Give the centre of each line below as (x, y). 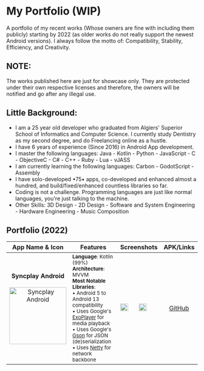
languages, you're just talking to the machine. (72, 198)
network (82, 354)
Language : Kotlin (93, 257)
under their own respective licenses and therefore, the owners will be (93, 87)
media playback (91, 323)
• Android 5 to (89, 293)
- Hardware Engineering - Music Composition (72, 211)
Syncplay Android (38, 276)
